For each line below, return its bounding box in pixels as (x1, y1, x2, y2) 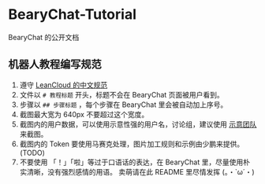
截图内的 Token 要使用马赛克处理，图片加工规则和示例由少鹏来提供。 (19, 139, 244, 149)
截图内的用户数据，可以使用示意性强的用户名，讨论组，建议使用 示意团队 (19, 120, 257, 129)
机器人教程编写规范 (8, 57, 102, 72)
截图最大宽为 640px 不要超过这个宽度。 (19, 109, 149, 119)
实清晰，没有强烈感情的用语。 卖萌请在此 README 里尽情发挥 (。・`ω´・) (19, 167, 255, 176)
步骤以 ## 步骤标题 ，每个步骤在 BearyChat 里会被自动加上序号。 (19, 100, 228, 109)
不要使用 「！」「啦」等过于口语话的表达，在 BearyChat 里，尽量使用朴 (19, 157, 251, 167)
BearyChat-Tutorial (8, 6, 136, 24)
